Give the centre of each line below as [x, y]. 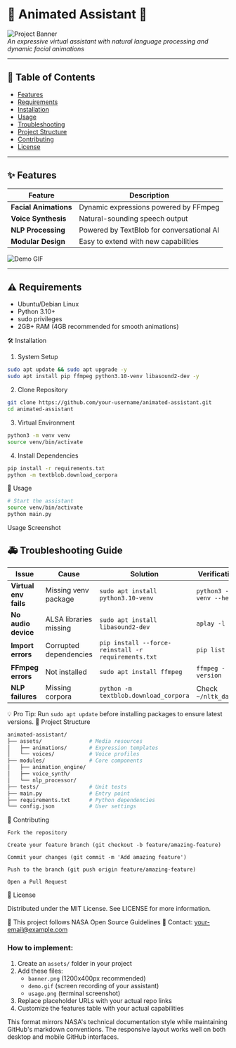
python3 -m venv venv [39, 435]
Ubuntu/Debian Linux [48, 304]
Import [22, 645]
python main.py [29, 515]
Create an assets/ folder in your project [74, 963]
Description [149, 195]
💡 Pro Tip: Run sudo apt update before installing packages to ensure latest [115, 713]
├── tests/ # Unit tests [67, 787]
